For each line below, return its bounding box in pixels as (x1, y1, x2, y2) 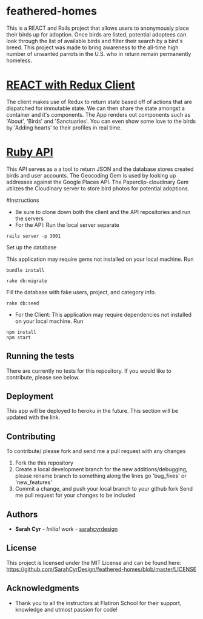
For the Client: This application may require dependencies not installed (15, 311, 192, 318)
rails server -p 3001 (6, 233, 61, 239)
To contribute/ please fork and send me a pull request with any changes (6, 448, 186, 455)
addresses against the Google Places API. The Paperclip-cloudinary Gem (6, 178, 189, 185)
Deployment (6, 391, 54, 402)
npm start (6, 334, 32, 341)
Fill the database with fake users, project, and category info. (6, 288, 156, 296)
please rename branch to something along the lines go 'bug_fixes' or (15, 472, 187, 480)
